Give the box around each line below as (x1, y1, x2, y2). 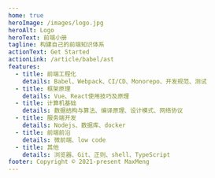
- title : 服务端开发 (15, 114, 77, 122)
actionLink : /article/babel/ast (8, 56, 114, 64)
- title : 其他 (15, 143, 59, 151)
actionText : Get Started (8, 48, 90, 56)
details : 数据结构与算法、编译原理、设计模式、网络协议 (22, 107, 183, 115)
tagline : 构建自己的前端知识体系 (8, 41, 105, 49)
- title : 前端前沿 (15, 128, 71, 136)
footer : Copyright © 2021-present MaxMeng (8, 158, 150, 166)
